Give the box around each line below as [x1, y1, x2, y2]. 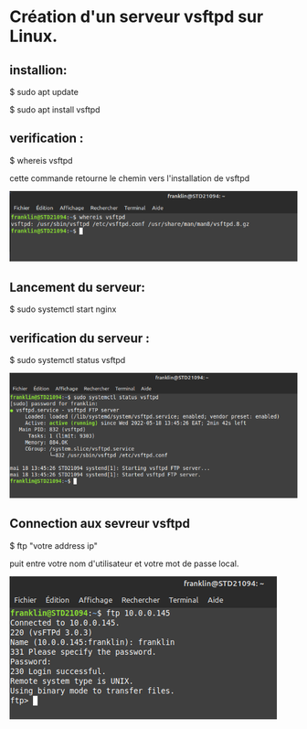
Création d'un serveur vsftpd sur [9, 6, 264, 27]
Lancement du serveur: [9, 279, 146, 295]
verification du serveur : [9, 330, 151, 346]
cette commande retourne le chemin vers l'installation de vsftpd [9, 172, 250, 184]
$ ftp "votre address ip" [9, 540, 99, 551]
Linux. [9, 26, 58, 47]
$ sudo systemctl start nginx [9, 304, 117, 315]
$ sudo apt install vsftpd [9, 104, 101, 115]
